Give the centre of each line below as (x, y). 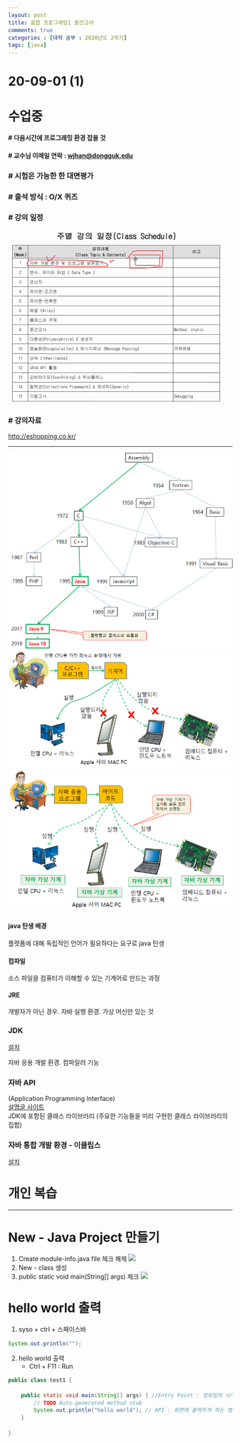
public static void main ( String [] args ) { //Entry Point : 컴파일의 (122, 1395)
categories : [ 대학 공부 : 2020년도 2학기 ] (68, 38)
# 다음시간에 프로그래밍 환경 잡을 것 (57, 138)
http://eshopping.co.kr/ (42, 436)
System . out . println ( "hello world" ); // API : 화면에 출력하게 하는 (129, 1410)
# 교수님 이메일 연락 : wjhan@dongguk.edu (71, 155)
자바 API (22, 1082)
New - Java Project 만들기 (84, 1238)
